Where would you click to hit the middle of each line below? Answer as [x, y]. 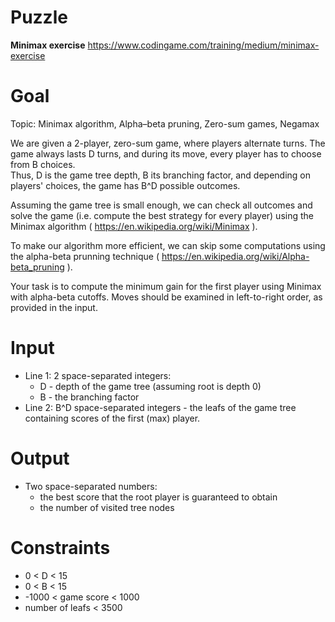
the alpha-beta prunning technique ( [85, 256]
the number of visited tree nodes [107, 507]
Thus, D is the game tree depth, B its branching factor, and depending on [161, 175]
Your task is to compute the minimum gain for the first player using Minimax [166, 286]
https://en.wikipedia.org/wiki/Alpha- [235, 256]
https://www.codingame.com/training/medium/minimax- [203, 45]
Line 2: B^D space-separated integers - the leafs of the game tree [160, 407]
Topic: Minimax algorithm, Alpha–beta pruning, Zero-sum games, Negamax [165, 123]
